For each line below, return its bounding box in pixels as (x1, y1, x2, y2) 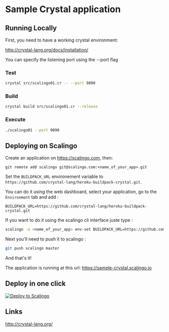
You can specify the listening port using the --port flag (5, 57, 118, 63)
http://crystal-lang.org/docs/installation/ (5, 47, 89, 53)
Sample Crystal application (5, 4, 121, 15)
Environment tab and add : (5, 194, 59, 200)
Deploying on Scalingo (5, 141, 77, 150)
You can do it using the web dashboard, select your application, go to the (5, 188, 157, 195)
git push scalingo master (5, 246, 59, 251)
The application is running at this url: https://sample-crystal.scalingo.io (5, 265, 152, 271)
